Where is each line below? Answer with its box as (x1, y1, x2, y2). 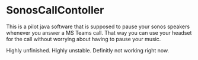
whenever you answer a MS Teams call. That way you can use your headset (6, 29, 192, 36)
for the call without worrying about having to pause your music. (6, 35, 161, 42)
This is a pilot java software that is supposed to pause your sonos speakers (6, 23, 190, 30)
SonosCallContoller (6, 4, 104, 17)
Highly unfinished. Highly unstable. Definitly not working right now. (6, 46, 170, 54)
